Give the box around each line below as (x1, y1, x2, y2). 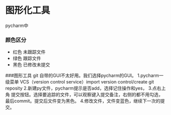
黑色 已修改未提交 (12, 62, 50, 68)
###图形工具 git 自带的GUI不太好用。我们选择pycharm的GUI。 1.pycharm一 (5, 72, 164, 79)
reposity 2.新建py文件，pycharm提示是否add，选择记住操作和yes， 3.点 (5, 85, 157, 92)
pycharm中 (5, 22, 29, 28)
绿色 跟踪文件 (12, 55, 41, 62)
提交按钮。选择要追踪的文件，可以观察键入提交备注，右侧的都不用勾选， (11, 92, 163, 98)
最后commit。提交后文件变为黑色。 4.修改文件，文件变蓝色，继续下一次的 (5, 98, 161, 104)
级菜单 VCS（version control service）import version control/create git (5, 79, 154, 85)
